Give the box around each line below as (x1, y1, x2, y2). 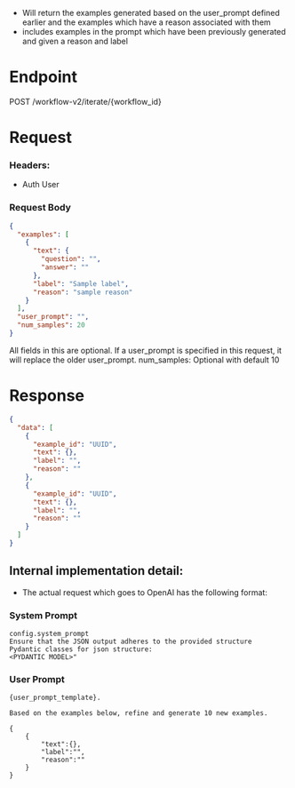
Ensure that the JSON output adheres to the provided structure (9, 637, 252, 647)
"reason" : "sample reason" (32, 288, 133, 297)
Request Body (9, 202, 71, 214)
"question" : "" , (41, 255, 101, 264)
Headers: (9, 159, 51, 171)
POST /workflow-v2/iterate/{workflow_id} (9, 96, 162, 107)
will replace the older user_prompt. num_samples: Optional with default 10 (9, 354, 280, 365)
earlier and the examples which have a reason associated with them (21, 17, 271, 28)
